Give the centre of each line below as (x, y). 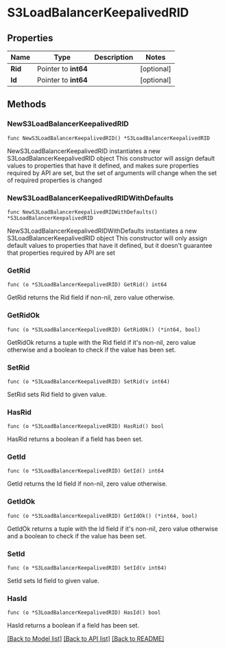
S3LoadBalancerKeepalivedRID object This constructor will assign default (111, 158)
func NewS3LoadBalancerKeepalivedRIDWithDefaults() (82, 212)
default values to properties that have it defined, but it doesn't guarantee (110, 245)
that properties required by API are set (61, 253)
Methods (27, 104)
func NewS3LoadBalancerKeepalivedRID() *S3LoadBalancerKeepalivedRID (109, 138)
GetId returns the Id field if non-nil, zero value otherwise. (87, 484)
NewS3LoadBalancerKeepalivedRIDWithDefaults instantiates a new (102, 231)
